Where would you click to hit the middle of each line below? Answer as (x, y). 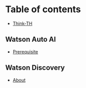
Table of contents (43, 9)
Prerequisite (25, 51)
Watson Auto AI (31, 39)
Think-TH (22, 23)
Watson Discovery (35, 68)
